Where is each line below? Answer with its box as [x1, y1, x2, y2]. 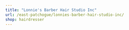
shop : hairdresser [5, 17, 44, 22]
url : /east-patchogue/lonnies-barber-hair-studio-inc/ [5, 12, 124, 17]
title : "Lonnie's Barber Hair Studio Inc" [5, 7, 97, 13]
